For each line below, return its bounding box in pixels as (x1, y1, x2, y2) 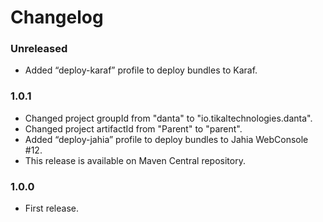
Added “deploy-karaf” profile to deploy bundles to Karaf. (24, 64, 258, 76)
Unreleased (10, 42, 68, 56)
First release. (24, 202, 79, 215)
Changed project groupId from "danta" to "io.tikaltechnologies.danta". (24, 112, 313, 124)
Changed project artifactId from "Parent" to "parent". (24, 122, 243, 135)
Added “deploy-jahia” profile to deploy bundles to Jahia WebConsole (24, 133, 309, 145)
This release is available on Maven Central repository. (24, 154, 246, 166)
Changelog (10, 6, 104, 29)
